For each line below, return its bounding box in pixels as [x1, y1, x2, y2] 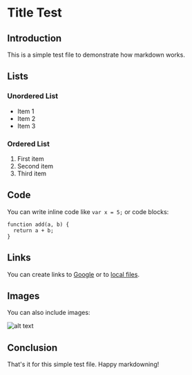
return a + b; [13, 227, 54, 234]
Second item [17, 162, 54, 170]
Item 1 [17, 107, 35, 115]
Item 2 [17, 114, 36, 122]
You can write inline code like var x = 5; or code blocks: [7, 207, 169, 215]
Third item [17, 169, 47, 177]
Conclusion [7, 342, 58, 354]
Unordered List [7, 91, 59, 101]
